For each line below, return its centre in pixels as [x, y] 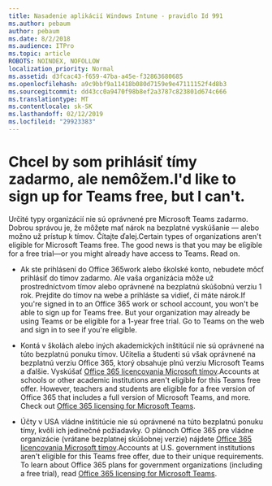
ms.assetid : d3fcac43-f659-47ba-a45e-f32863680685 [96, 76]
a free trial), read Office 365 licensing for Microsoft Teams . [119, 473]
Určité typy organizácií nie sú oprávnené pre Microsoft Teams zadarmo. [129, 219]
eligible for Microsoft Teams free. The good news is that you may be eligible [135, 245]
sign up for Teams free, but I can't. [127, 197]
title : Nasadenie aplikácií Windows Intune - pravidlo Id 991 [116, 16]
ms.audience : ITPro [41, 46]
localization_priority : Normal [61, 69]
